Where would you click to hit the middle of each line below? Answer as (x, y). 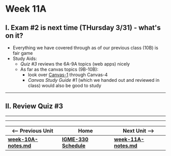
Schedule (74, 145)
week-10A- (23, 139)
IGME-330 (75, 139)
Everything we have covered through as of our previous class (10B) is (85, 48)
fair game (23, 53)
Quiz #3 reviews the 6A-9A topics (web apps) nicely (75, 64)
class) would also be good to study (65, 85)
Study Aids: (25, 58)
